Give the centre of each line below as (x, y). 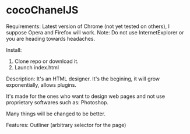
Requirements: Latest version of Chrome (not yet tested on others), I (88, 26)
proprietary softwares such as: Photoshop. (57, 102)
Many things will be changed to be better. (56, 114)
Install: (14, 50)
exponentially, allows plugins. (41, 84)
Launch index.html (37, 67)
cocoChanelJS (42, 10)
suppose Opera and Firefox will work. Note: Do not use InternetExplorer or (95, 32)
